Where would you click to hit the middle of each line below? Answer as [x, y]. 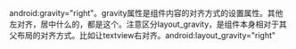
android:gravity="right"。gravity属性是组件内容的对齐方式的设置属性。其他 [146, 13]
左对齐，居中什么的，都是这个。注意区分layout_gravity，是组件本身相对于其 [148, 24]
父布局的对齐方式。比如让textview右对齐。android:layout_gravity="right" [143, 35]
